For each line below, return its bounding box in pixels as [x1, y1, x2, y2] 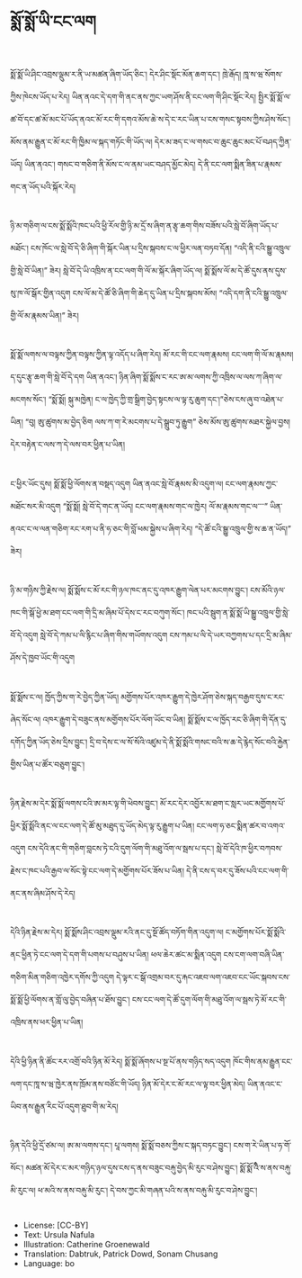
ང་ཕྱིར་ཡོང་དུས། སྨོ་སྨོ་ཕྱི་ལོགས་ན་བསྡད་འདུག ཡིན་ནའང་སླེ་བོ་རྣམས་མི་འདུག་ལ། [10, 478, 224, 489]
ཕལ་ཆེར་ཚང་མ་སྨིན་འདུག [150, 949, 222, 960]
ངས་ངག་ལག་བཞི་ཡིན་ [223, 949, 285, 960]
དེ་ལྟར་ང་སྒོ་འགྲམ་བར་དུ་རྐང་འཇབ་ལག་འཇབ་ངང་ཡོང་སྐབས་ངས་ [116, 972, 290, 983]
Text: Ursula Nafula [22, 1229, 95, 1240]
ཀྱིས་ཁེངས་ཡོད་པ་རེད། [10, 91, 70, 102]
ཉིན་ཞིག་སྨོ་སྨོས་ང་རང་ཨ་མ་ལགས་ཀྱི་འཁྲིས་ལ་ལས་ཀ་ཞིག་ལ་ [119, 372, 283, 382]
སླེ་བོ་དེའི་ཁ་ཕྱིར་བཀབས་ [216, 842, 283, 853]
